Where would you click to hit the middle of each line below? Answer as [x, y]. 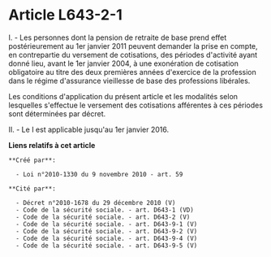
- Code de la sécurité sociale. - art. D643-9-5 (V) [107, 246]
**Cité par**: [32, 189]
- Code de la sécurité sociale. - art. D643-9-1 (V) [107, 224]
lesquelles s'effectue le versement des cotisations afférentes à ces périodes [136, 105]
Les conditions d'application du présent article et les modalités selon [123, 96]
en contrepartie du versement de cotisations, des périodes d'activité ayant [133, 54]
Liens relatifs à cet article [52, 145]
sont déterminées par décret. [57, 113]
